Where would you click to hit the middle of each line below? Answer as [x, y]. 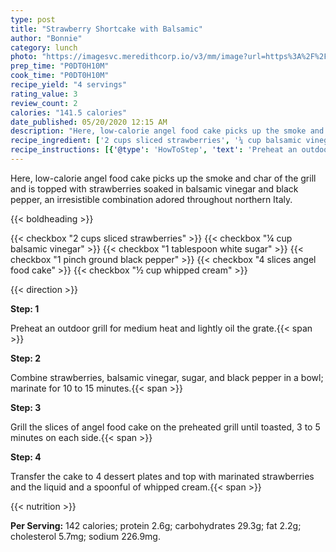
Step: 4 [26, 457]
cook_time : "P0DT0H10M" [60, 76]
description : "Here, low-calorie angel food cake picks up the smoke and [167, 131]
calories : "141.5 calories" [69, 112]
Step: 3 [26, 407]
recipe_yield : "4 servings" [69, 85]
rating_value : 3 [44, 94]
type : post [33, 19]
